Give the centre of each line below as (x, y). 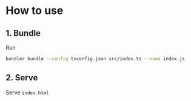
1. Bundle (23, 33)
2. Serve (22, 78)
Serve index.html (27, 92)
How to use (35, 11)
